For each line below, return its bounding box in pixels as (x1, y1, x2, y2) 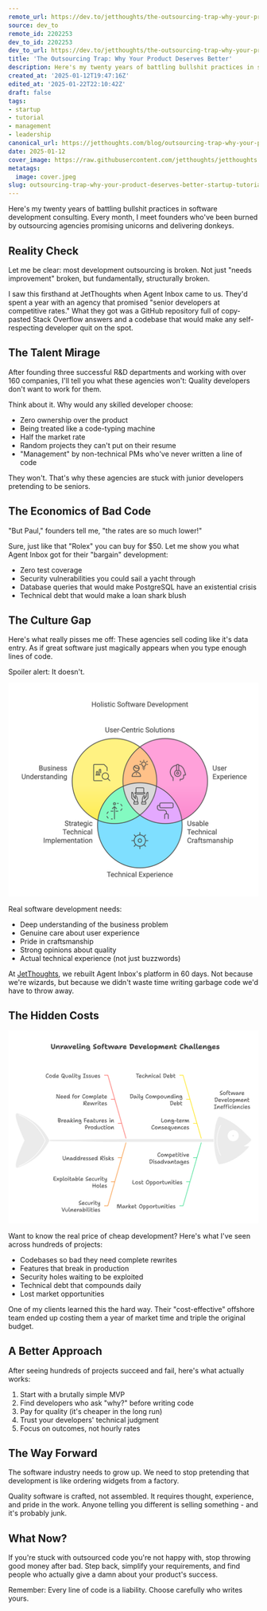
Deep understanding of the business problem (19, 920, 168, 929)
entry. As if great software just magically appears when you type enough (8, 643, 247, 653)
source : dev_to (8, 21, 59, 30)
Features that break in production (19, 1263, 130, 1273)
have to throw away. (8, 986, 75, 995)
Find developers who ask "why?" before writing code (19, 1398, 195, 1408)
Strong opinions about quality (19, 945, 117, 955)
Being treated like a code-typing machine (19, 423, 156, 433)
